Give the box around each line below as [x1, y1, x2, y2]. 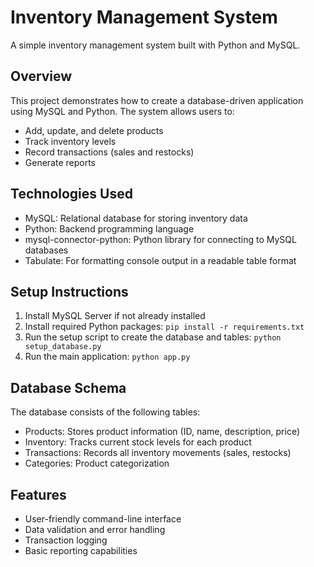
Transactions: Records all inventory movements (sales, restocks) [24, 447, 292, 459]
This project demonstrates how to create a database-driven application [10, 94, 304, 106]
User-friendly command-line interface [24, 513, 182, 525]
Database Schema [10, 379, 127, 396]
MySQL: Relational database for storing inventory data [24, 212, 248, 224]
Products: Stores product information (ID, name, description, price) [24, 426, 300, 438]
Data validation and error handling [24, 524, 166, 535]
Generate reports [24, 156, 97, 168]
